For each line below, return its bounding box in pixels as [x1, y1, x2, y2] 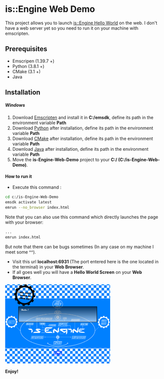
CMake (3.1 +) [12, 68, 41, 74]
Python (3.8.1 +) [12, 63, 44, 69]
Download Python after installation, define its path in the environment [12, 125, 153, 131]
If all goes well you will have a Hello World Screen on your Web [12, 269, 142, 275]
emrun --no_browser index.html [5, 205, 70, 210]
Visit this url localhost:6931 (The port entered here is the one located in [12, 258, 159, 264]
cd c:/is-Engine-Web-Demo [5, 194, 58, 199]
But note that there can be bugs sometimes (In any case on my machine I [5, 244, 154, 250]
